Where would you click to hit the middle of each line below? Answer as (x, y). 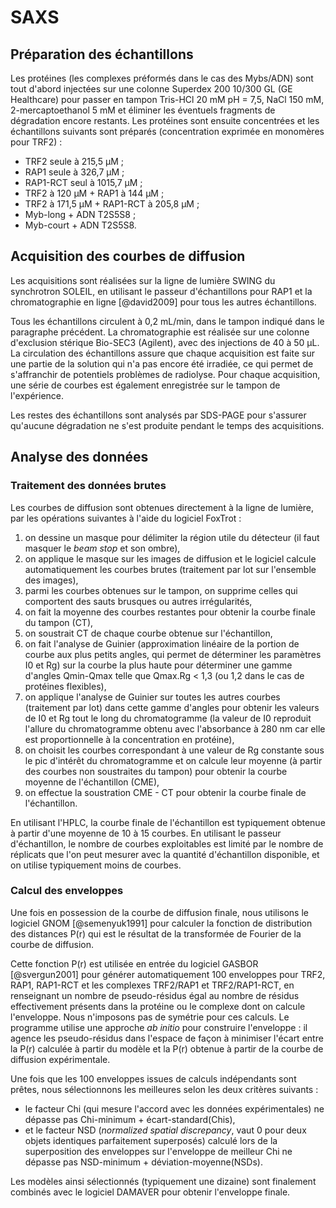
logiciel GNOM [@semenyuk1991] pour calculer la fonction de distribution (161, 923)
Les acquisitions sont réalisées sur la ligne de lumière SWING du (143, 280)
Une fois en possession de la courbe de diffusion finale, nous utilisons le (159, 912)
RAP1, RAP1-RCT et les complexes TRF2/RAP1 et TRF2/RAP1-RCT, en (152, 985)
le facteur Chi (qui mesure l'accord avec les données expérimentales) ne (174, 1108)
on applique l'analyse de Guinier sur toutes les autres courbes (152, 697)
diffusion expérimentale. (60, 1059)
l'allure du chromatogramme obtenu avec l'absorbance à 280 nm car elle (175, 728)
